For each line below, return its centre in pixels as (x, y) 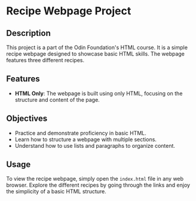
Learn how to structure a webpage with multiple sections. (86, 139)
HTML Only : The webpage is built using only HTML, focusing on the (99, 93)
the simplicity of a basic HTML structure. (56, 191)
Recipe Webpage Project (69, 11)
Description (28, 33)
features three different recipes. (45, 60)
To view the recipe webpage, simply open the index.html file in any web (95, 179)
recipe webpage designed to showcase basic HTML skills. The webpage (96, 54)
